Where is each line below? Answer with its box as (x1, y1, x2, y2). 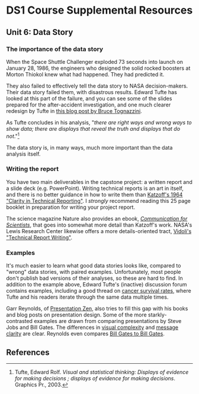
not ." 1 (6, 131, 20, 140)
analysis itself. (6, 150, 41, 157)
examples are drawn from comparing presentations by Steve (33, 318, 182, 325)
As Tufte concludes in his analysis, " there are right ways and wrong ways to (6, 119, 192, 126)
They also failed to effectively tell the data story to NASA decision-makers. (6, 82, 188, 89)
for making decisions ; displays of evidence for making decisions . (14, 374, 176, 382)
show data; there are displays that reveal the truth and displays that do (6, 125, 181, 132)
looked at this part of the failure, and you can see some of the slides (6, 95, 172, 102)
